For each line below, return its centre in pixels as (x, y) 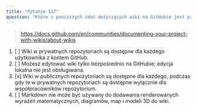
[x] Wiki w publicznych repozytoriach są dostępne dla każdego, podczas (102, 76)
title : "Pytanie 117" (33, 11)
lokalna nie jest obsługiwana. (50, 70)
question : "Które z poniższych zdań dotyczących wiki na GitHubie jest (95, 17)
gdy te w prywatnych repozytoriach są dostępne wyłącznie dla (90, 82)
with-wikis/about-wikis (48, 40)
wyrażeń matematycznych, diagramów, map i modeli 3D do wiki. (92, 101)
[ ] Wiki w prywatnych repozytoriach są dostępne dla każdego (90, 51)
